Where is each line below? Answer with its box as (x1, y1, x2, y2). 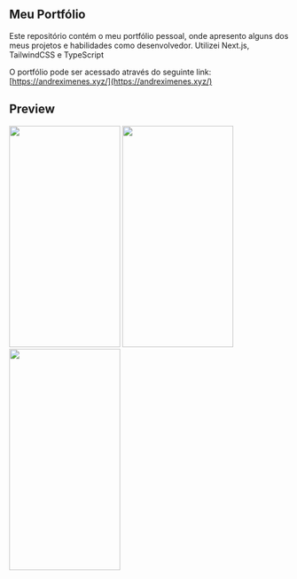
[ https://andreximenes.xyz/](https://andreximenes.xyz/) (9, 75, 213, 87)
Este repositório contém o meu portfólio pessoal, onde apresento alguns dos (9, 30, 289, 41)
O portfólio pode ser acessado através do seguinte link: (9, 66, 212, 77)
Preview (9, 102, 56, 117)
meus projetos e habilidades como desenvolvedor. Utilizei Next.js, (9, 40, 250, 50)
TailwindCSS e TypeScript (9, 49, 105, 60)
